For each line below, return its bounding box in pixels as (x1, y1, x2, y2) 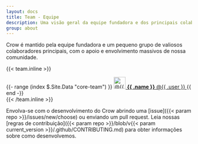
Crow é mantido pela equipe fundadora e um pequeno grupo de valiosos (6, 41, 183, 48)
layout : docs (6, 8, 38, 15)
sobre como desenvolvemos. (6, 132, 77, 139)
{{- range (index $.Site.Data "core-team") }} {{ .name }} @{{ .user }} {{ (6, 83, 192, 90)
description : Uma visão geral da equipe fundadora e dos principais (6, 19, 178, 25)
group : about (6, 25, 38, 31)
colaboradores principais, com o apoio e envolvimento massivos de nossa (6, 48, 186, 55)
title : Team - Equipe (6, 14, 60, 20)
